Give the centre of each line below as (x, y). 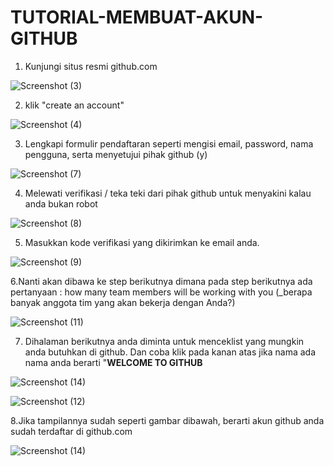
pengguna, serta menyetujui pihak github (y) (116, 154)
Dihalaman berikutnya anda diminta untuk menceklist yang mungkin (164, 341)
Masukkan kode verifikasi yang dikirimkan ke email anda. (142, 242)
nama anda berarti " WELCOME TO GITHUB (113, 362)
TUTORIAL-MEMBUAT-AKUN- (137, 17)
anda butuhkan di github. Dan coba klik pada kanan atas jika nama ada (170, 352)
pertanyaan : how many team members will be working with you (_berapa (161, 292)
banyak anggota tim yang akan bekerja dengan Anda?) (123, 302)
